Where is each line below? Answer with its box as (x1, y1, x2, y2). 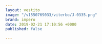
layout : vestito (5, 7, 40, 13)
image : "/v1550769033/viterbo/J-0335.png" (5, 12, 97, 17)
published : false (5, 27, 43, 32)
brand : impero (5, 17, 36, 22)
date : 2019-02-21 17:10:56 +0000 (5, 21, 77, 27)
